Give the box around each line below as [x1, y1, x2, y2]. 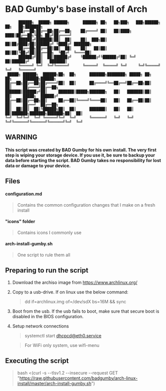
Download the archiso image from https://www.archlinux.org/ [12, 279, 138, 285]
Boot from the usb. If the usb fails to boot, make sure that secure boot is [12, 308, 160, 314]
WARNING [5, 133, 38, 142]
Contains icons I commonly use [17, 229, 82, 235]
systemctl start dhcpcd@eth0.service [24, 333, 102, 338]
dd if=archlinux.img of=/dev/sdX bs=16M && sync [24, 298, 126, 304]
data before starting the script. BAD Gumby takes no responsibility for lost [5, 157, 161, 163]
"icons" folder [5, 219, 36, 224]
